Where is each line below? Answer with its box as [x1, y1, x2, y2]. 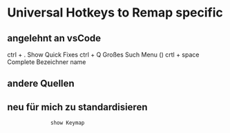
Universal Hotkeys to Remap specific [7, 5, 223, 21]
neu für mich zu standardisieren [7, 101, 148, 113]
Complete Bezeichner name [7, 58, 86, 66]
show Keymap [50, 119, 85, 127]
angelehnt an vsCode [7, 32, 102, 44]
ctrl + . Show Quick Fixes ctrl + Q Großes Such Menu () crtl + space [7, 50, 200, 59]
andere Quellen [7, 78, 75, 90]
